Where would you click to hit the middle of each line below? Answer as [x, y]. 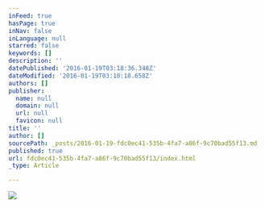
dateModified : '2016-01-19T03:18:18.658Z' [81, 76]
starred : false [34, 46]
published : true [35, 151]
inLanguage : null [37, 38]
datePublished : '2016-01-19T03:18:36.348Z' [83, 69]
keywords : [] [30, 53]
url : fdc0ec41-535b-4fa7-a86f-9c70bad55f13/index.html [102, 158]
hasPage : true [32, 23]
